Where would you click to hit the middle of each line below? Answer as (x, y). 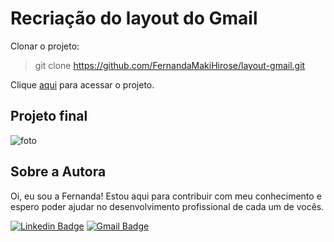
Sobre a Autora (58, 172)
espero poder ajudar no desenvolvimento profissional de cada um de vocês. (167, 206)
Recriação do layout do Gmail (134, 18)
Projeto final (49, 116)
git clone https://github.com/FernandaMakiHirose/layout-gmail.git (170, 65)
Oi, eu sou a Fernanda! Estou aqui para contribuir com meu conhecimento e (166, 196)
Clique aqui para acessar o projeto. (82, 84)
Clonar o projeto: (45, 46)
